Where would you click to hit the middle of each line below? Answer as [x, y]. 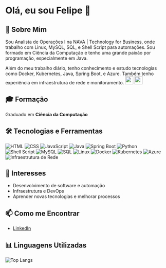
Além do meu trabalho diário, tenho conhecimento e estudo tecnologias [81, 68]
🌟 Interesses [26, 174]
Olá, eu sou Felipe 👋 [48, 11]
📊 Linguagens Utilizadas [46, 245]
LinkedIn [22, 228]
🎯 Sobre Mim [26, 30]
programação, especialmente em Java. [47, 58]
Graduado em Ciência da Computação [47, 114]
